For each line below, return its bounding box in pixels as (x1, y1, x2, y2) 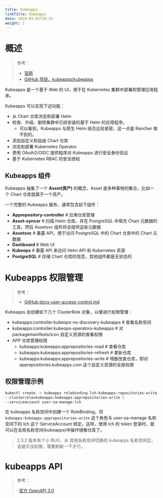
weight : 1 (5, 20, 25, 26)
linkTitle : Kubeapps (5, 12, 47, 17)
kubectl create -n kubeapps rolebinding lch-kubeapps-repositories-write (5, 390, 158, 396)
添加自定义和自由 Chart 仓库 (12, 138, 69, 144)
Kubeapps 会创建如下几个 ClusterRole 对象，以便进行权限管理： (5, 309, 133, 315)
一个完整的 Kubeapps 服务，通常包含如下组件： (5, 202, 100, 207)
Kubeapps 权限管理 (5, 272, 83, 283)
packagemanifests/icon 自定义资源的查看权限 (12, 331, 103, 337)
